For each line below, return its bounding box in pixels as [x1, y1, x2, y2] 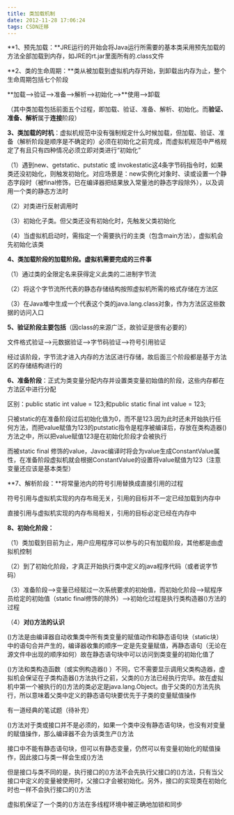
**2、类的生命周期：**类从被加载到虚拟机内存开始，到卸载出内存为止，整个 [7, 67, 226, 75]
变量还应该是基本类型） [7, 465, 75, 473]
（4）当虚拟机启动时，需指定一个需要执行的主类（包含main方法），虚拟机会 [7, 232, 224, 240]
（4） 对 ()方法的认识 [7, 618, 65, 627]
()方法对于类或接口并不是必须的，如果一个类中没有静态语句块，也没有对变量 [7, 721, 226, 729]
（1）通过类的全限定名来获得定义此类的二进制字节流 [7, 270, 157, 278]
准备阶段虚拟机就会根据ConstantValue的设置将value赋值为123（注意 [25, 456, 221, 464]
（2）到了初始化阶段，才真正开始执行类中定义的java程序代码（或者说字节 [7, 562, 218, 571]
